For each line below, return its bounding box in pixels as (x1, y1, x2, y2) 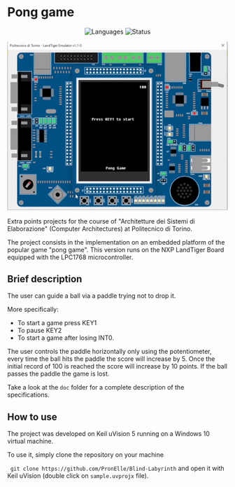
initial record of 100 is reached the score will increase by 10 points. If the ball (7, 362, 228, 371)
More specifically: (7, 306, 59, 314)
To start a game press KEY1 (17, 319, 97, 327)
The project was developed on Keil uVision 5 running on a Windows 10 (7, 430, 210, 438)
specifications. (7, 390, 50, 399)
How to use (7, 411, 57, 423)
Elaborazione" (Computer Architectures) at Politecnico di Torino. (7, 224, 192, 233)
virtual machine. (7, 437, 54, 446)
